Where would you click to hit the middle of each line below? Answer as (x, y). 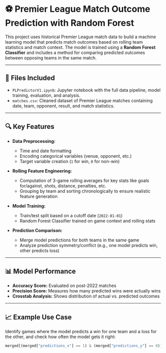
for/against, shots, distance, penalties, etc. (63, 185)
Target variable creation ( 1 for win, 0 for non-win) (70, 161)
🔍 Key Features (30, 127)
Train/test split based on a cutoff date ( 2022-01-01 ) (71, 215)
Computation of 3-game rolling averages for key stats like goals (84, 180)
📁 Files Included (30, 78)
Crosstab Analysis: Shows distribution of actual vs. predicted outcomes (86, 296)
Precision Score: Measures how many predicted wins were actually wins (86, 291)
